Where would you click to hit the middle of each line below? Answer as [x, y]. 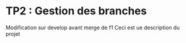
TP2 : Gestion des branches [76, 11]
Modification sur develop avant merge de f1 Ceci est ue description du [93, 27]
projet [13, 33]
